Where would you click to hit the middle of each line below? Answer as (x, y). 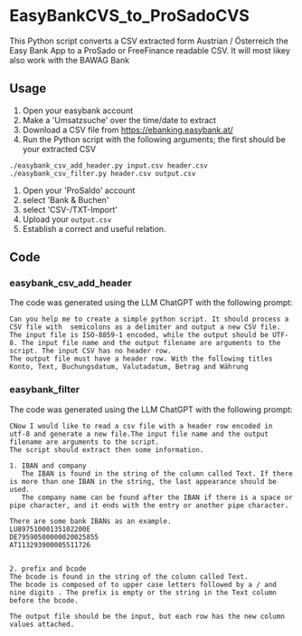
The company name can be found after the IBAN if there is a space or (157, 497)
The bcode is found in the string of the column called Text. (129, 576)
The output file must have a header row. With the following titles (141, 359)
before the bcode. (44, 600)
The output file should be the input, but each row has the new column (147, 616)
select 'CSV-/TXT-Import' (70, 209)
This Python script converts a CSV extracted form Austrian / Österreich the (149, 41)
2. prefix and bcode (48, 569)
